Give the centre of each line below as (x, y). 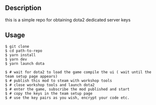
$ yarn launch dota (25, 63)
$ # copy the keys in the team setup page (49, 93)
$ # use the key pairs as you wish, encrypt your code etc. (68, 98)
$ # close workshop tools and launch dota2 (50, 85)
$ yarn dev (16, 59)
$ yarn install (20, 55)
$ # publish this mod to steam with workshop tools (58, 81)
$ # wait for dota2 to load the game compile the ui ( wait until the (78, 72)
